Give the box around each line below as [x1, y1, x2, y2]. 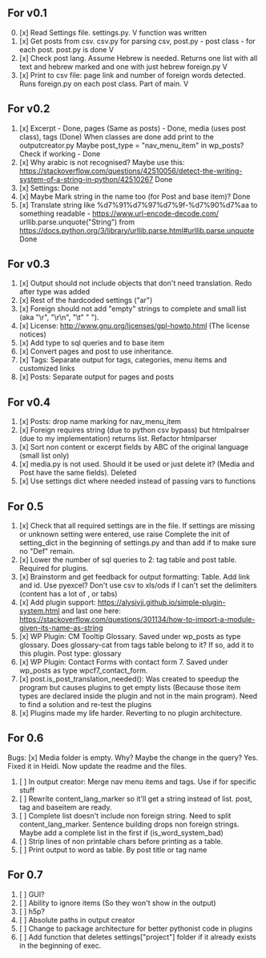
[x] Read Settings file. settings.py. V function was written [18, 27, 208, 37]
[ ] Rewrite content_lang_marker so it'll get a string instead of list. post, [18, 794, 253, 803]
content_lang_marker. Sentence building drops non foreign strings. [18, 819, 240, 829]
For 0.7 [7, 868, 43, 882]
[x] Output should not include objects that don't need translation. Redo [18, 278, 252, 288]
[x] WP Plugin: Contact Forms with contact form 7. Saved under [18, 657, 228, 667]
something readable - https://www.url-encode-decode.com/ [18, 208, 220, 218]
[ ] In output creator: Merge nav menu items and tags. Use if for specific [18, 777, 257, 786]
